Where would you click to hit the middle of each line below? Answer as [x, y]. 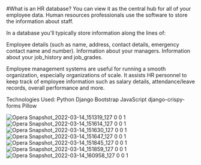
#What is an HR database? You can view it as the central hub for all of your [99, 9]
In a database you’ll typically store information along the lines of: [86, 33]
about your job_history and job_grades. [55, 57]
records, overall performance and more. [55, 88]
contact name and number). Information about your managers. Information [98, 51]
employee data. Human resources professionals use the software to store [97, 15]
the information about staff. [40, 21]
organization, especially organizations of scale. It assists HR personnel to [97, 75]
